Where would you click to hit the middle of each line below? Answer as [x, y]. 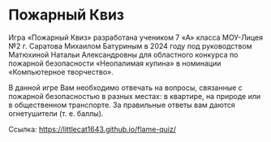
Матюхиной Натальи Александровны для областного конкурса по [123, 54]
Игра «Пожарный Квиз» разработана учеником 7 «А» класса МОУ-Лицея [136, 37]
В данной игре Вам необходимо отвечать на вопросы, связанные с [126, 88]
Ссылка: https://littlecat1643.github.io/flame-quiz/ [92, 129]
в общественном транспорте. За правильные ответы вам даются [122, 105]
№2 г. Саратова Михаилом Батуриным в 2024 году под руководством [130, 45]
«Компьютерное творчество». [61, 71]
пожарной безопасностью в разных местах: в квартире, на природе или [135, 96]
